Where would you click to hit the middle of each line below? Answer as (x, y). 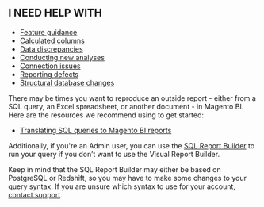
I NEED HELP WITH (55, 13)
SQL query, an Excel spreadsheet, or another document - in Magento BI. (126, 106)
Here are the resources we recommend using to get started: (106, 115)
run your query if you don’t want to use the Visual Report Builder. (114, 154)
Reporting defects (49, 74)
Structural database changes (67, 82)
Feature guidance (48, 32)
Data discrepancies (51, 49)
